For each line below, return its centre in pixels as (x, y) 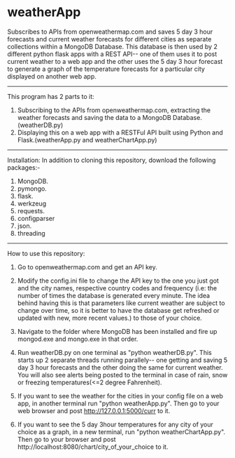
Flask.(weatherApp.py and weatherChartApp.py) (87, 140)
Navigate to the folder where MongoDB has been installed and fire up (117, 331)
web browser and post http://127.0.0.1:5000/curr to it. (94, 410)
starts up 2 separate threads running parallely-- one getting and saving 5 (122, 360)
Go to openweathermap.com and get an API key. (87, 267)
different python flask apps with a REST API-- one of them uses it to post (112, 54)
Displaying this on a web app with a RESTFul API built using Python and (120, 132)
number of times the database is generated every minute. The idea (114, 295)
